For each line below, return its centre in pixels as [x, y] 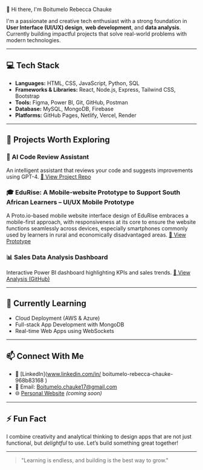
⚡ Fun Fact [26, 419]
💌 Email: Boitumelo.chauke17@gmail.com [66, 387]
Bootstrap [27, 96]
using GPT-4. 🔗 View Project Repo [49, 176]
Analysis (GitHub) [28, 279]
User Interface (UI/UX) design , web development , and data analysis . [94, 27]
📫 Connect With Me [45, 356]
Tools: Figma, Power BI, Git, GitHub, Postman [71, 102]
